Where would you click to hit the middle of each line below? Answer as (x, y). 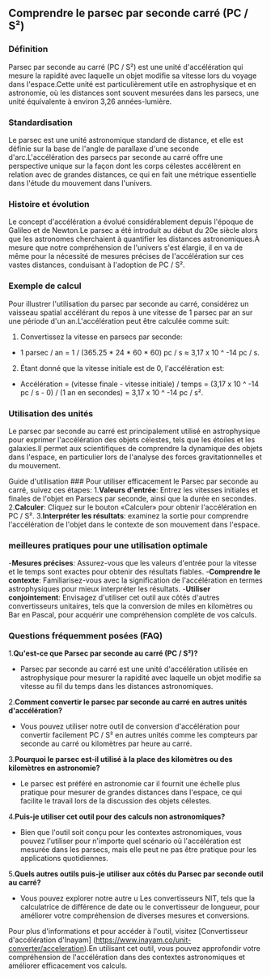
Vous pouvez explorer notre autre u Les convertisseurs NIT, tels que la (138, 898)
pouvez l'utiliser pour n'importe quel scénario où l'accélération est (130, 841)
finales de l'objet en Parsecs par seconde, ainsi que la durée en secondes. (132, 498)
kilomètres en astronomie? (54, 768)
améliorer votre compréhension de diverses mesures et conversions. (135, 915)
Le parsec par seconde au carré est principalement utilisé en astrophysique (134, 431)
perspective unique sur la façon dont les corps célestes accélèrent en (125, 166)
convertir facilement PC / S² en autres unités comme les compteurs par (139, 735)
